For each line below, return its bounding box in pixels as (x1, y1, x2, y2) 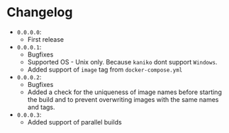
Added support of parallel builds (27, 117, 122, 126)
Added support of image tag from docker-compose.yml (27, 65, 183, 74)
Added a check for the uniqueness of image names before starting (27, 88, 223, 96)
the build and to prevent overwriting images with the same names (27, 95, 219, 103)
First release (27, 35, 65, 43)
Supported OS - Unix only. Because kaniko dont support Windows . (27, 57, 218, 66)
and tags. (27, 103, 55, 111)
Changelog (6, 4, 73, 21)
